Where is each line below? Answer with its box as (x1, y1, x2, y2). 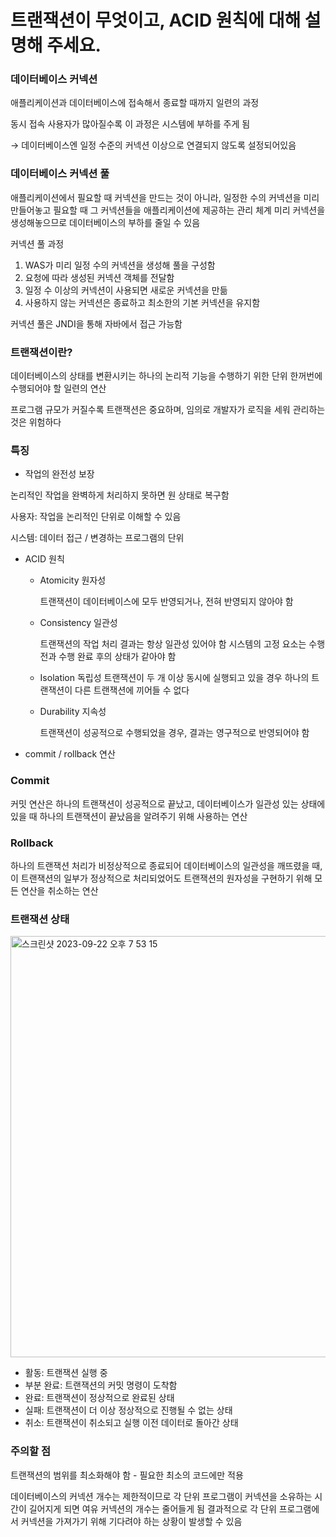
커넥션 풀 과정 (10, 237, 65, 250)
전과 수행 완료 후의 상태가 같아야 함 (39, 651, 177, 663)
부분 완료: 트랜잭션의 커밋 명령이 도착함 (24, 1379, 178, 1391)
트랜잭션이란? (10, 345, 73, 359)
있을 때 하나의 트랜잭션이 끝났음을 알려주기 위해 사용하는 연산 (10, 810, 248, 822)
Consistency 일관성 (39, 617, 118, 629)
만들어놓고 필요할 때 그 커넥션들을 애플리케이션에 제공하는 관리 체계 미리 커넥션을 (10, 204, 326, 216)
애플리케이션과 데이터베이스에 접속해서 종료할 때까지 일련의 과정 (10, 97, 260, 109)
